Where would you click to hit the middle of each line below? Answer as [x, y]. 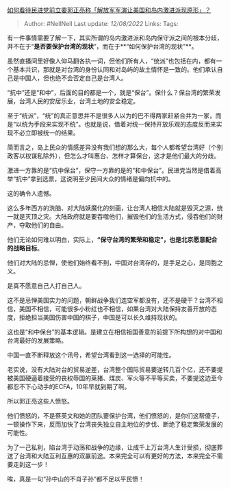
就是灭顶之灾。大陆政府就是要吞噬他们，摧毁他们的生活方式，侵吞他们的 [115, 216]
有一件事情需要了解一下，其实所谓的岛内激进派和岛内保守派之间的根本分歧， [115, 38]
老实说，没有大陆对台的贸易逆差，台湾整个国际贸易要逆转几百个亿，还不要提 [115, 369]
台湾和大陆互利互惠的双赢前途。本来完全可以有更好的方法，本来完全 [115, 456]
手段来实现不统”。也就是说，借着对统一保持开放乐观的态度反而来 [125, 124]
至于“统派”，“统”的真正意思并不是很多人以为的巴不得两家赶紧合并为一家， [111, 116]
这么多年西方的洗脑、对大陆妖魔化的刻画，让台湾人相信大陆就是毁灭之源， [112, 208]
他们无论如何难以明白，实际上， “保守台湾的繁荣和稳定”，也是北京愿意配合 [112, 239]
